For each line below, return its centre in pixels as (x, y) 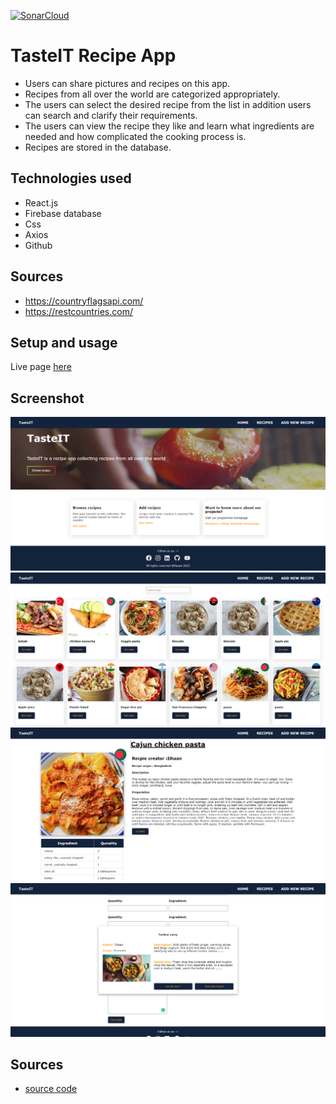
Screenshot (47, 398)
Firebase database (63, 213)
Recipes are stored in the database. (98, 147)
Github (38, 245)
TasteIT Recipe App (93, 56)
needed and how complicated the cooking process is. (135, 136)
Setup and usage (64, 342)
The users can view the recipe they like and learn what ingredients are (169, 126)
